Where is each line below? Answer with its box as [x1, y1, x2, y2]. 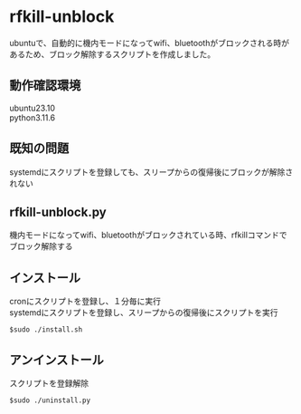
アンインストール [9, 351, 104, 368]
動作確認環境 [9, 78, 81, 93]
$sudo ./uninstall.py [9, 396, 91, 405]
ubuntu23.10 [9, 102, 56, 113]
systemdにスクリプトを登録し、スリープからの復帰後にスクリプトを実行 [9, 307, 278, 318]
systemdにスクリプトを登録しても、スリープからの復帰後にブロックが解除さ [9, 166, 294, 178]
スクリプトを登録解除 [9, 378, 89, 389]
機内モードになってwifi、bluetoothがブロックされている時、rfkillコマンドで [9, 229, 287, 241]
